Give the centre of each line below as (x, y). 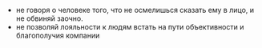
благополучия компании (58, 35)
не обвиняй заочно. (50, 18)
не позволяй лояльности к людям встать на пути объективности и (130, 27)
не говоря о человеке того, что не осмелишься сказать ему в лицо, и (135, 10)
